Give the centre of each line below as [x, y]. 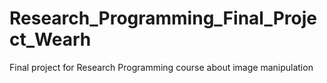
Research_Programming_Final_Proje [163, 18]
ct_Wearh [50, 39]
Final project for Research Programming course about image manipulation [161, 67]
